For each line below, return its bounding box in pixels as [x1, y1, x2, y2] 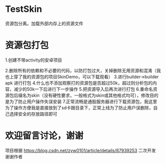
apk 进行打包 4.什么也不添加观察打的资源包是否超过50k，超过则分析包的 [5, 80, 153, 86]
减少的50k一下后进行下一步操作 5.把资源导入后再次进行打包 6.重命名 [13, 86, 153, 92]
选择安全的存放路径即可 [9, 110, 57, 117]
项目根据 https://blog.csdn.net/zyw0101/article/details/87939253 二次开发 [5, 147, 156, 153]
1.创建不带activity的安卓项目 [5, 57, 62, 63]
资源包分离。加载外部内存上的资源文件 [5, 20, 83, 26]
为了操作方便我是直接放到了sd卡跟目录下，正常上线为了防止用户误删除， [5, 105, 154, 110]
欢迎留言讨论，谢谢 [5, 130, 84, 142]
